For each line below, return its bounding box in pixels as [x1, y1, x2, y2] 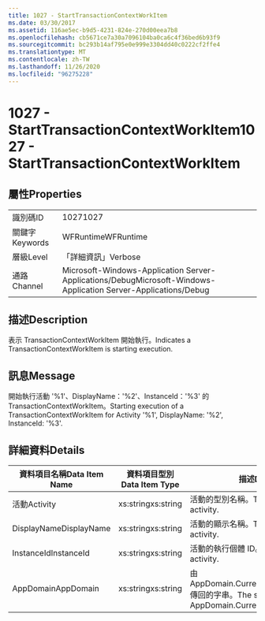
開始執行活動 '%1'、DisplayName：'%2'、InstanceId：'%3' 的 [8, 392, 210, 401]
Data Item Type [121, 479, 180, 490]
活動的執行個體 [189, 543, 246, 554]
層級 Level [12, 251, 48, 262]
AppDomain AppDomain [12, 583, 100, 594]
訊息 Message [8, 369, 76, 382]
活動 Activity [12, 499, 57, 510]
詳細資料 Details [8, 443, 85, 457]
